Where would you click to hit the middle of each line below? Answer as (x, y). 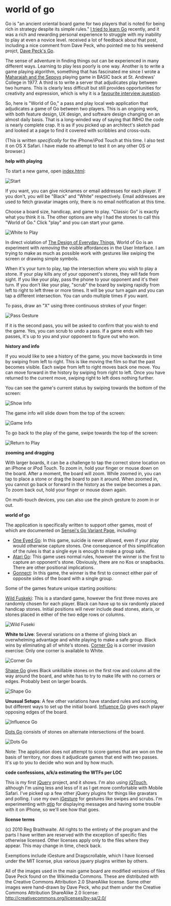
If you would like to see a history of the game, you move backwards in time (84, 356)
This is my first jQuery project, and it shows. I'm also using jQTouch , (77, 782)
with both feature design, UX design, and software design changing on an (83, 114)
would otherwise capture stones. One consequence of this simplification (89, 545)
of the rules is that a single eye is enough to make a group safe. (79, 551)
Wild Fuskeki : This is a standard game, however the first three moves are (81, 598)
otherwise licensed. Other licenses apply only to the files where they (77, 840)
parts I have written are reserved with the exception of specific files (76, 834)
